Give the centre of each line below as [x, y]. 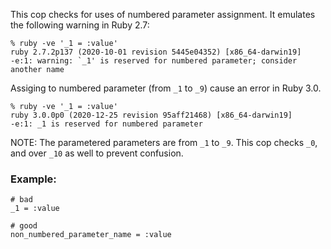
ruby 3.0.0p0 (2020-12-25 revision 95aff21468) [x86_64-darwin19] [151, 115]
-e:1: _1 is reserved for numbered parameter [106, 124]
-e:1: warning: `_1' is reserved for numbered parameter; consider [154, 61]
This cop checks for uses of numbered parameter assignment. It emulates [163, 14]
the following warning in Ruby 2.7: [80, 25]
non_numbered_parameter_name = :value [91, 235]
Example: [33, 179]
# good [24, 226]
